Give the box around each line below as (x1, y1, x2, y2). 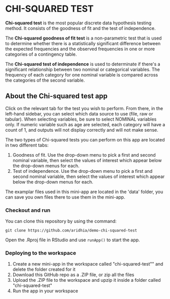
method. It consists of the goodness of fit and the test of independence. (5, 25, 156, 31)
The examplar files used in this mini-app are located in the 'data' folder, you (5, 189, 163, 195)
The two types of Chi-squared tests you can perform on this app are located (5, 136, 165, 142)
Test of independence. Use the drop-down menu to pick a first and (12, 168, 153, 174)
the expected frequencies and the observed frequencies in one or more (5, 46, 155, 52)
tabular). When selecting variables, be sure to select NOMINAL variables (5, 116, 157, 122)
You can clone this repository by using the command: (5, 218, 117, 225)
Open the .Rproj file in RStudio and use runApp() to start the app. (5, 237, 141, 243)
